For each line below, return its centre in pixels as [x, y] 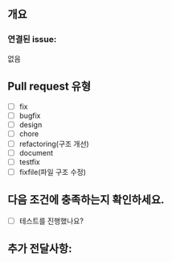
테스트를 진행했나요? [51, 221]
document [36, 152]
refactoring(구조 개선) [54, 143]
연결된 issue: [32, 40]
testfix [30, 162]
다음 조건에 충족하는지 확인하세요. [86, 200]
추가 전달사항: [40, 249]
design [31, 124]
